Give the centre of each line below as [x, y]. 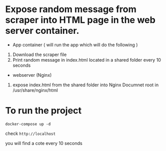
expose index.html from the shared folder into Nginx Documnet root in [86, 85]
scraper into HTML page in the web [80, 20]
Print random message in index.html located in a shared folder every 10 [87, 60]
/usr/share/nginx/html [35, 90]
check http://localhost [30, 133]
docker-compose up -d [28, 124]
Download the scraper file [39, 55]
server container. [42, 31]
